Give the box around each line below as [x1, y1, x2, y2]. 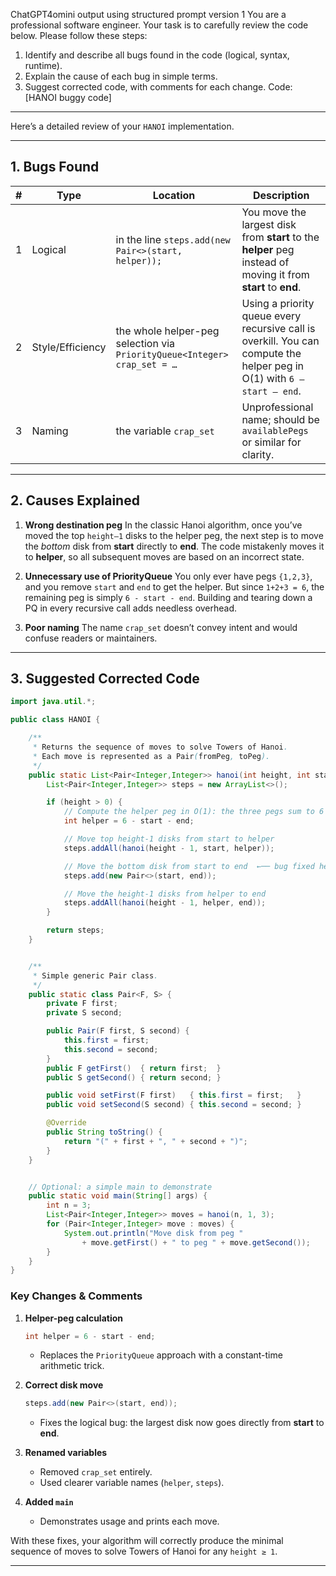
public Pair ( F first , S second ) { [46, 1026, 190, 1036]
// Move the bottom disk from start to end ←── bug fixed [63, 861, 315, 871]
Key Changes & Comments [10, 1289, 143, 1303]
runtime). [24, 60, 63, 71]
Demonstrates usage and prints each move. [39, 1515, 220, 1528]
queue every [241, 309, 302, 323]
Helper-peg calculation [24, 1312, 124, 1324]
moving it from [241, 267, 310, 281]
